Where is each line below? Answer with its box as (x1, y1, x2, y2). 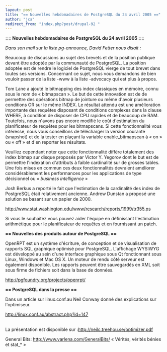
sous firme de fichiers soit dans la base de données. (5, 267, 114, 273)
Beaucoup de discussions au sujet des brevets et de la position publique (5, 55, 155, 61)
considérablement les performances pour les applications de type (5, 170, 142, 177)
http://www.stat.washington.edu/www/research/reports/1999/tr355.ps (5, 206, 151, 212)
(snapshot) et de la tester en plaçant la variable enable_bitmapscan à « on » (5, 134, 162, 140)
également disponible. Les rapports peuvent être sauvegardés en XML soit (5, 262, 160, 268)
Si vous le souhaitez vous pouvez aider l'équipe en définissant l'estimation (5, 216, 159, 222)
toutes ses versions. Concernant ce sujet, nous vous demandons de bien (5, 71, 156, 77)
